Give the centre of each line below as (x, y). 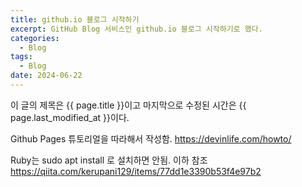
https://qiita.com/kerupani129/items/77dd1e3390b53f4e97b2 (136, 171)
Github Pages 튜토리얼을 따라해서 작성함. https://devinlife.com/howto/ (151, 138)
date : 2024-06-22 (46, 76)
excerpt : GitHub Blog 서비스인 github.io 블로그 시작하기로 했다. (136, 29)
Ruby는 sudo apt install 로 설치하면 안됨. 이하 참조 (109, 160)
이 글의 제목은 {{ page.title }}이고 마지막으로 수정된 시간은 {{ (128, 105)
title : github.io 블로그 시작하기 (75, 19)
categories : (35, 38)
